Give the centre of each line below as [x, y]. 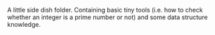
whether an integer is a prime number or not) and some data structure [107, 17]
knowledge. [24, 24]
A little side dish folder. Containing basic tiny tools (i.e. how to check [105, 10]
